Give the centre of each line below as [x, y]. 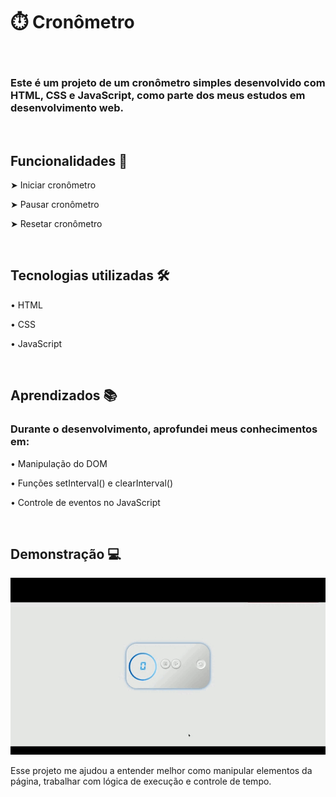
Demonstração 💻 [66, 554]
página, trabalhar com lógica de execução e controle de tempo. [141, 781]
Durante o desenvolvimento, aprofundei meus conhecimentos [164, 429]
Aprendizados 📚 [64, 395]
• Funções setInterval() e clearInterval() [92, 483]
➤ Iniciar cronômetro [53, 185]
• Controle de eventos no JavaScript [85, 502]
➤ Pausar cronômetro [55, 205]
